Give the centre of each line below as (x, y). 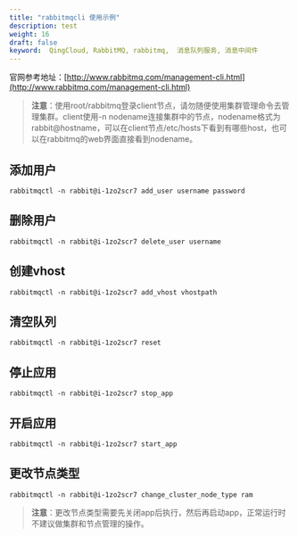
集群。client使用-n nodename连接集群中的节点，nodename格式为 (160, 117)
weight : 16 (29, 34)
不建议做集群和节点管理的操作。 (90, 524)
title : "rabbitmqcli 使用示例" (65, 17)
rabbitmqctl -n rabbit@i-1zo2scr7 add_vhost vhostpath (113, 292)
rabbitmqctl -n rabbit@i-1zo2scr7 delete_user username (115, 242)
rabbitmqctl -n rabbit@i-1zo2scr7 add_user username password (127, 191)
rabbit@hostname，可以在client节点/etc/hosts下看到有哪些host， (151, 128)
